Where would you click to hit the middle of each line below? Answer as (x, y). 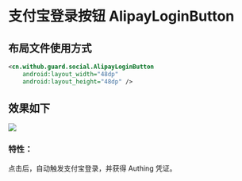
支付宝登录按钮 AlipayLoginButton (121, 16)
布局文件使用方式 (50, 48)
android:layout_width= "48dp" (71, 74)
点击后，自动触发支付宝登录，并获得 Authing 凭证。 (92, 168)
